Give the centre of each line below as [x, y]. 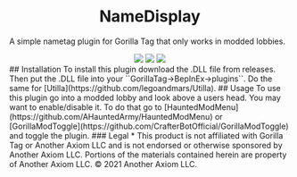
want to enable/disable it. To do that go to [86, 107]
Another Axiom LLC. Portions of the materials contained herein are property [148, 155]
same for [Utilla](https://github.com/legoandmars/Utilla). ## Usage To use [145, 88]
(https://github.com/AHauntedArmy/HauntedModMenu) [111, 116]
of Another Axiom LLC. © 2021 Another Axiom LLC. [103, 164]
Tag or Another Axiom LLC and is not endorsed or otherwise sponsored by [146, 145]
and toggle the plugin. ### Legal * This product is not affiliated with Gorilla [146, 135]
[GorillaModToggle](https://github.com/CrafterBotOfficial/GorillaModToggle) [149, 126]
